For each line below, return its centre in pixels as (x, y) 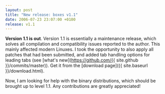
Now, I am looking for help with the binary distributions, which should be (80, 81)
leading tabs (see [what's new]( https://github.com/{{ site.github (72, 60)
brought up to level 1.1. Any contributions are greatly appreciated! (73, 86)
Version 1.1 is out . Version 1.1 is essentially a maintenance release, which (81, 39)
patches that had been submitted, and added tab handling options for (78, 55)
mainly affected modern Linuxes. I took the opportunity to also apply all (79, 49)
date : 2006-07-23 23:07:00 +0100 (40, 19)
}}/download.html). (25, 71)
